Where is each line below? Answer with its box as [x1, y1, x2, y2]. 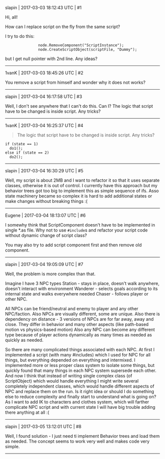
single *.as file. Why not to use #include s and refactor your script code [5, 227, 148, 233]
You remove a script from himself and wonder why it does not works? [5, 79, 146, 85]
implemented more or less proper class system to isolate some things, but [5, 362, 155, 368]
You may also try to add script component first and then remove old [5, 242, 142, 248]
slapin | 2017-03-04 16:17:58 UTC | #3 [5, 94, 82, 99]
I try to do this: [5, 33, 34, 39]
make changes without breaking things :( [5, 198, 88, 204]
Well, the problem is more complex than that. [5, 271, 96, 277]
